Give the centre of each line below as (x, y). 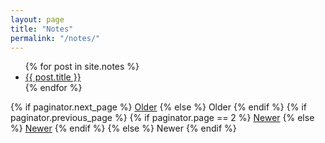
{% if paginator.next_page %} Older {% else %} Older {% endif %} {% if (158, 107)
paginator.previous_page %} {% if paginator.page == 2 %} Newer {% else (162, 118)
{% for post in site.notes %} (82, 67)
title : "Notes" (42, 29)
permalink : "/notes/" (55, 38)
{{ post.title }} (53, 77)
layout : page (37, 19)
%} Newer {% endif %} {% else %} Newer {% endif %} (123, 128)
